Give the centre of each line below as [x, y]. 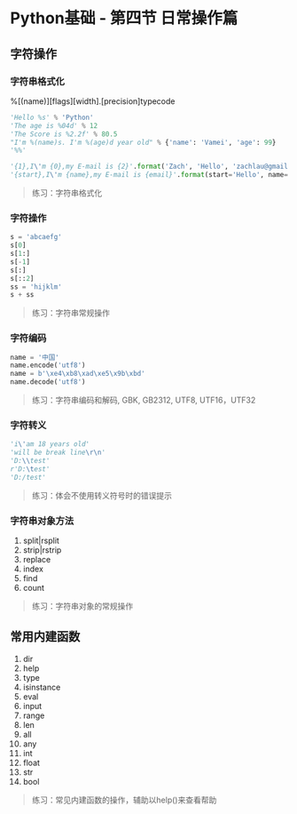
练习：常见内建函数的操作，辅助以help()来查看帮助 [124, 800]
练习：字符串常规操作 [70, 313]
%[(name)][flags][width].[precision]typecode [93, 101]
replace [37, 560]
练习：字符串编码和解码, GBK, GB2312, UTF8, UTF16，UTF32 [144, 400]
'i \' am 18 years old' [50, 444]
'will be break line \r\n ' [58, 453]
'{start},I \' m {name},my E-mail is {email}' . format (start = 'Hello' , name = [149, 175]
